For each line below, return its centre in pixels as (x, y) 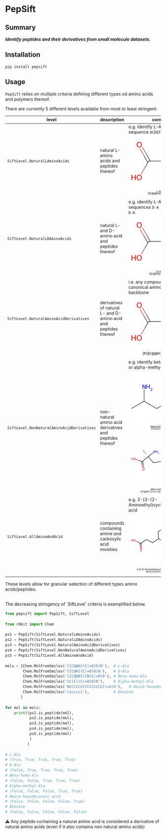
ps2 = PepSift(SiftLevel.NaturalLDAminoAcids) (54, 640)
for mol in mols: (23, 708)
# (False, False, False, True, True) (44, 791)
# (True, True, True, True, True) (41, 760)
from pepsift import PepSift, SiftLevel (47, 614)
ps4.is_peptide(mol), (52, 729)
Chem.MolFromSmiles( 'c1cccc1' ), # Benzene (78, 692)
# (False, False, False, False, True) (45, 802)
